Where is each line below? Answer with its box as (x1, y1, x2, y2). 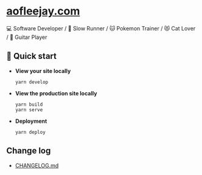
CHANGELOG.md (15, 162, 59, 169)
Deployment (15, 117, 47, 125)
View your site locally (15, 67, 71, 74)
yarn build (15, 101, 43, 108)
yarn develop (15, 79, 49, 85)
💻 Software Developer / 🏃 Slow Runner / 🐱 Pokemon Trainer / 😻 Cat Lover (6, 24, 196, 32)
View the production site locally (15, 89, 97, 97)
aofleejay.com (6, 4, 80, 18)
